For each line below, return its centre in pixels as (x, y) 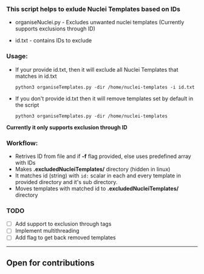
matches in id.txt (36, 76)
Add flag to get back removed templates (66, 238)
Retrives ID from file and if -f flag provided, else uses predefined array (103, 156)
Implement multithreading (47, 231)
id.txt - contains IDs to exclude (53, 41)
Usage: (17, 57)
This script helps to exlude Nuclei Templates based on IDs (93, 9)
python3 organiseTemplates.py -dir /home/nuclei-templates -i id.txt (105, 87)
